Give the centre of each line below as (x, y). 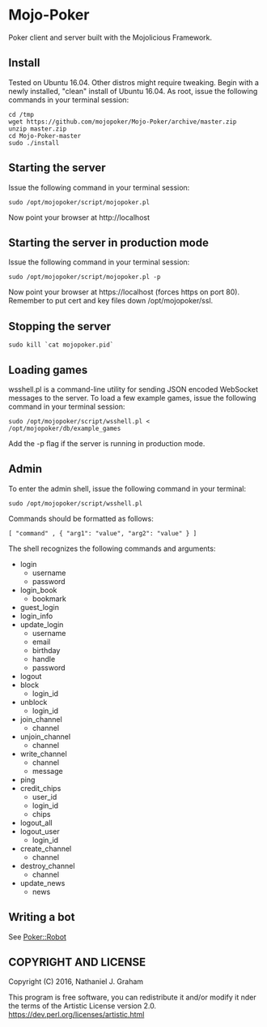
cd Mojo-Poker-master (45, 135)
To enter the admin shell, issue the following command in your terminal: (127, 488)
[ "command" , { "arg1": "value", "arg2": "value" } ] (103, 533)
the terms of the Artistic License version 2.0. (82, 1006)
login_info (36, 616)
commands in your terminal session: (69, 100)
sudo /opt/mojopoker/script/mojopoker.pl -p (85, 277)
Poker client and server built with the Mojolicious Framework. (110, 37)
